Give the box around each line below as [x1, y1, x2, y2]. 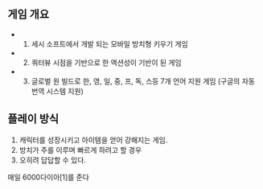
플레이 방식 [7, 112, 60, 126]
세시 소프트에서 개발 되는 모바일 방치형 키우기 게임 [31, 39, 188, 48]
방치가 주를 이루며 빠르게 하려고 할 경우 [18, 145, 142, 154]
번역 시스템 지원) [31, 86, 84, 96]
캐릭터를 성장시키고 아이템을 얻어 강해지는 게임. [18, 135, 168, 145]
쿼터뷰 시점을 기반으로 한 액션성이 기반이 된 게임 [31, 57, 182, 67]
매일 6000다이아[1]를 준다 [7, 172, 89, 182]
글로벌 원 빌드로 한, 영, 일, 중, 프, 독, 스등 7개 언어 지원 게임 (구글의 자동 [31, 76, 255, 86]
